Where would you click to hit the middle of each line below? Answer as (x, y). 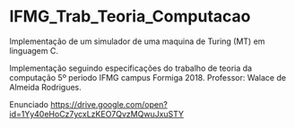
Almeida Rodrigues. (46, 87)
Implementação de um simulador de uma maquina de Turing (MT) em (137, 41)
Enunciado (29, 104)
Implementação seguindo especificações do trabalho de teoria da (131, 68)
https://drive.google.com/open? (109, 104)
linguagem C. (34, 50)
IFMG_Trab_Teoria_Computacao (130, 17)
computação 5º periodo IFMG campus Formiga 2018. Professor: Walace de (148, 77)
